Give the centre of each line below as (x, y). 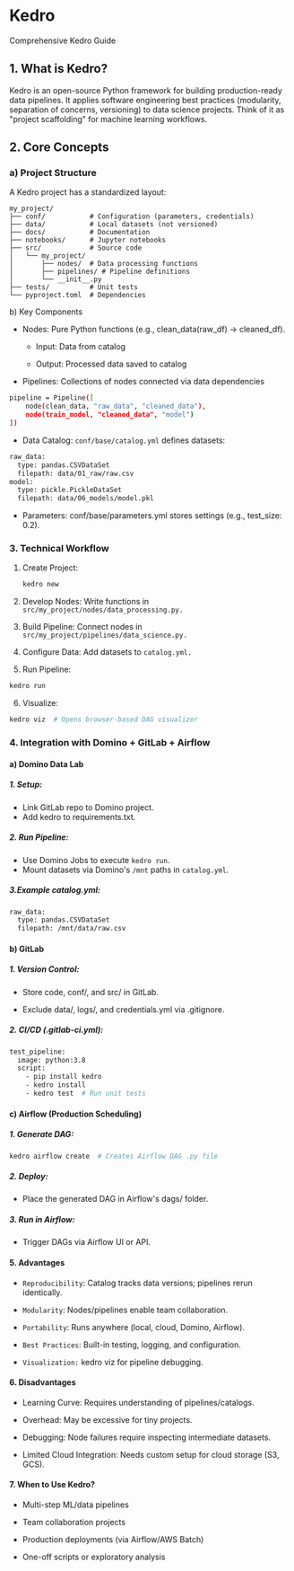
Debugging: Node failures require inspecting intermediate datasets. (147, 1437)
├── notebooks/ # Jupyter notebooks (88, 240)
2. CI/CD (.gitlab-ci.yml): (56, 1030)
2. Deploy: (29, 1176)
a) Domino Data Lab (47, 763)
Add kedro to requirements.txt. (79, 816)
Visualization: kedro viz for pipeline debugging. (112, 1362)
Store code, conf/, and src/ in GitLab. (91, 992)
